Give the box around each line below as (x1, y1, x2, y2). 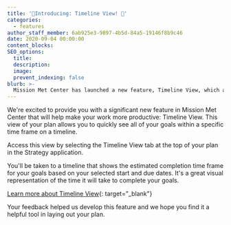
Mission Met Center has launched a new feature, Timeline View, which (13, 87, 220, 94)
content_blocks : (7, 42, 54, 49)
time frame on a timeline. (7, 128, 78, 136)
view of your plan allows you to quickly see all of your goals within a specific (7, 120, 224, 129)
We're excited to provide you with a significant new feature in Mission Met (7, 106, 217, 114)
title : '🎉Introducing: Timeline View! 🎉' (7, 10, 128, 17)
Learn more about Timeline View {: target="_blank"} (7, 190, 153, 198)
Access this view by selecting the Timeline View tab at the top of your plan (7, 141, 219, 149)
